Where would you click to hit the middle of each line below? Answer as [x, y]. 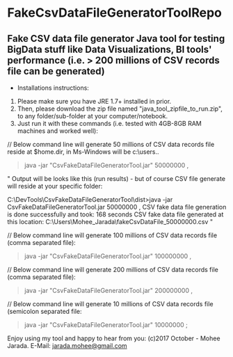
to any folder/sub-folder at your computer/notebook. [93, 116]
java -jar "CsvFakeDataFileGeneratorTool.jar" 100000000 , [108, 256]
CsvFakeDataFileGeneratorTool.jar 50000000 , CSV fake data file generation [117, 207]
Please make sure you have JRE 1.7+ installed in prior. [94, 101]
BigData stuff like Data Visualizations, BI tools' [110, 49]
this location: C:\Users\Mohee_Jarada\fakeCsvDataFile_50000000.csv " [110, 222]
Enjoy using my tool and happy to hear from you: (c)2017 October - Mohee [114, 338]
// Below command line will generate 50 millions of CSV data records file [111, 144]
